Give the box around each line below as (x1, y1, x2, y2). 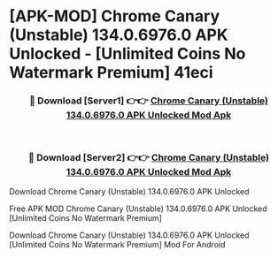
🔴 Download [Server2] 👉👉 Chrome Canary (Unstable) (27, 152, 270, 164)
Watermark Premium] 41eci (9, 63, 214, 83)
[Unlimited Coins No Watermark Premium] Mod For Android (9, 239, 226, 249)
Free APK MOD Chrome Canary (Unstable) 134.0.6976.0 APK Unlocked (9, 203, 267, 214)
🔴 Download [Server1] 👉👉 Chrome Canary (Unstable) (29, 95, 268, 107)
